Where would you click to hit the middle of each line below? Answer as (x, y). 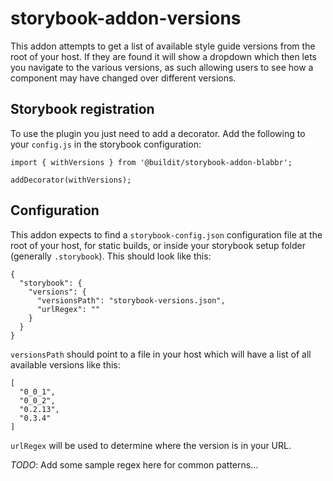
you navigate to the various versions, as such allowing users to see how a (162, 67)
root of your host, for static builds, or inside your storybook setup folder (158, 245)
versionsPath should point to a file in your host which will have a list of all (161, 354)
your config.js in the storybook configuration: (106, 144)
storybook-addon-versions (126, 18)
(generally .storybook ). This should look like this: (111, 256)
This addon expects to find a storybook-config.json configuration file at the (166, 234)
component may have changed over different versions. (123, 78)
